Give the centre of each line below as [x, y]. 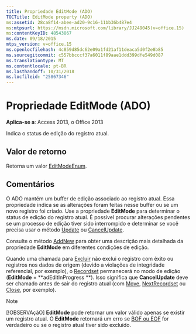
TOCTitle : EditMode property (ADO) [49, 17]
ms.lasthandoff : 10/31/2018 [40, 71]
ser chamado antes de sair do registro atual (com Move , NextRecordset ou [96, 283]
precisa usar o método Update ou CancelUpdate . [65, 230]
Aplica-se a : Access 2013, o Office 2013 [55, 122]
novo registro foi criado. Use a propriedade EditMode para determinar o [93, 211]
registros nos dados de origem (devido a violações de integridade [85, 265]
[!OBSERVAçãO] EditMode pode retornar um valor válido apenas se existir [96, 312]
